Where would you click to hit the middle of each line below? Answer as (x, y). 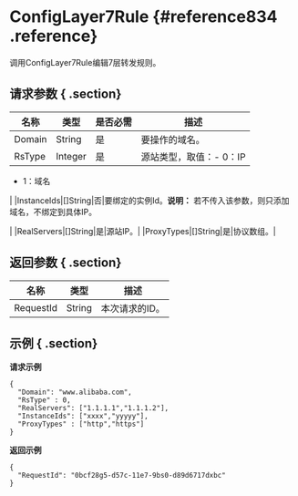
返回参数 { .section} (66, 263)
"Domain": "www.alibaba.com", (75, 393)
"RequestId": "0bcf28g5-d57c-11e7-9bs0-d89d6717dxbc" (122, 476)
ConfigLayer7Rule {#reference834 (144, 17)
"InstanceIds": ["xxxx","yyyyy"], (83, 417)
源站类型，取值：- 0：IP (193, 157)
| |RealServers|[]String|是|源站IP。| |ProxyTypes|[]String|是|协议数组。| (143, 231)
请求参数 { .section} (66, 94)
